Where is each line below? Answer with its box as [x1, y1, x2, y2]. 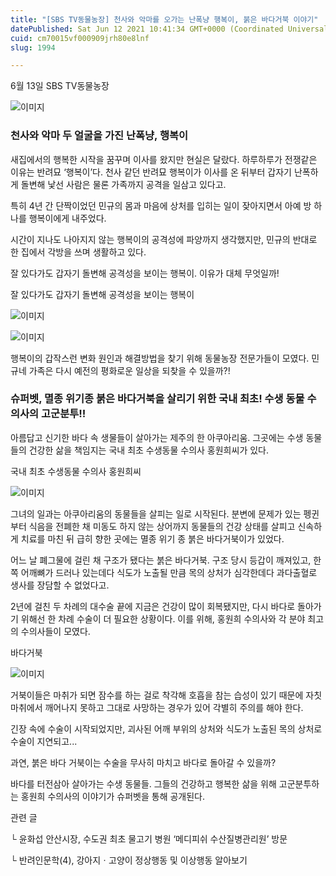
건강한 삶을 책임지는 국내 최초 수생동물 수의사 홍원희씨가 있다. [28, 444, 269, 456]
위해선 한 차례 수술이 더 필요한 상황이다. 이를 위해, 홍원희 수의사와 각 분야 [20, 612, 306, 625]
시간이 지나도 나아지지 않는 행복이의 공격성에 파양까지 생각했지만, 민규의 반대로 [10, 233, 318, 245]
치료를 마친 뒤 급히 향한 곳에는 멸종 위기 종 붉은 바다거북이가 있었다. [20, 532, 285, 545]
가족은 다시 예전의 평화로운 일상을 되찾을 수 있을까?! [28, 364, 231, 376]
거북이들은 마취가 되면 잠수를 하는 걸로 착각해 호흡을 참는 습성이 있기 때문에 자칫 [10, 689, 323, 701]
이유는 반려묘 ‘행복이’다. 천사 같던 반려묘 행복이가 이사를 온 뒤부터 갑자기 [10, 166, 292, 178]
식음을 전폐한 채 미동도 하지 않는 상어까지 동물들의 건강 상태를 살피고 [28, 520, 296, 532]
